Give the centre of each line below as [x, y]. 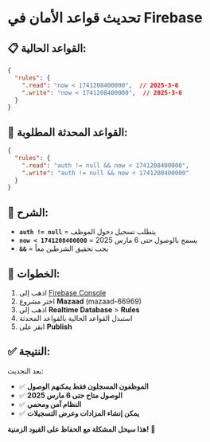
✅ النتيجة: [29, 352]
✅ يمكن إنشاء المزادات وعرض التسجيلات [79, 413]
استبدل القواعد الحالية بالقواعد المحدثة [76, 318]
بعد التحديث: [26, 370]
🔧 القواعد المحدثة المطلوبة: [68, 132]
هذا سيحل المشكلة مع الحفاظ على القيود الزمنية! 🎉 [82, 429]
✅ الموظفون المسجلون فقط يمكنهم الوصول [84, 386]
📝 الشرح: [28, 212]
